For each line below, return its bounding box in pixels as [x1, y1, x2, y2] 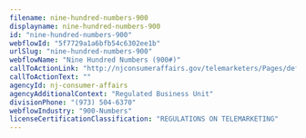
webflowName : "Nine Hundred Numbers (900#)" [9, 55, 181, 64]
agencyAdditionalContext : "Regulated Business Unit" [9, 89, 214, 98]
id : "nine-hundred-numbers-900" [9, 30, 132, 39]
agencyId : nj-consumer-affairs [9, 81, 128, 90]
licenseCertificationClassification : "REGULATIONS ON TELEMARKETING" [9, 114, 280, 123]
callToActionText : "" [9, 73, 92, 82]
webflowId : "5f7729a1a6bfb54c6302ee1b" [9, 38, 161, 48]
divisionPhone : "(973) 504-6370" [9, 97, 137, 107]
